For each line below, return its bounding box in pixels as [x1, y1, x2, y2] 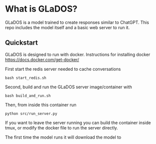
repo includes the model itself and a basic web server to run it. [5, 24, 130, 30]
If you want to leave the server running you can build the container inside [5, 120, 151, 126]
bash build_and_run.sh [5, 93, 51, 98]
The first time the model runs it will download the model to [5, 134, 122, 140]
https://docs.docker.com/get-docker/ [5, 57, 79, 63]
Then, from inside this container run [5, 102, 77, 108]
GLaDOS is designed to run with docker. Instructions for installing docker [5, 51, 150, 57]
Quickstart [5, 39, 38, 47]
